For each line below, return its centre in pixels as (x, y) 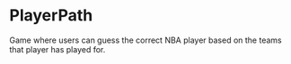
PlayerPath (51, 16)
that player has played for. (57, 49)
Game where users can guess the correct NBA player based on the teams (145, 40)
